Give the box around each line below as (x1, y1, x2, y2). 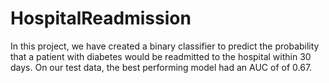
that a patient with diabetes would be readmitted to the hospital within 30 (10, 50, 312, 62)
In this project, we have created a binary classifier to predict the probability (10, 40, 320, 52)
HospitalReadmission (10, 7, 192, 30)
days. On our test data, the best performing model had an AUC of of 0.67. (10, 61, 313, 73)
